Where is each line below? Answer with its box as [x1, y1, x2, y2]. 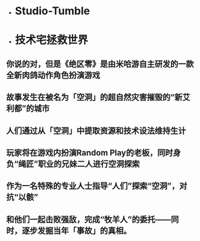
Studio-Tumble [14, 4, 90, 18]
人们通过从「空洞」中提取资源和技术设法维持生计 [6, 125, 186, 135]
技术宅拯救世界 [14, 33, 88, 47]
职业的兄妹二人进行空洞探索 [37, 159, 140, 169]
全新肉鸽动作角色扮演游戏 [6, 70, 100, 80]
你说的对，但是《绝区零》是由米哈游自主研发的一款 [6, 58, 194, 69]
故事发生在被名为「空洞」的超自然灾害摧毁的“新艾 [6, 92, 190, 103]
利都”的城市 [6, 103, 50, 114]
